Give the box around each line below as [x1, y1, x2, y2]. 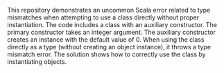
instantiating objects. [7, 58, 67, 65]
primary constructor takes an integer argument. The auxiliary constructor [7, 28, 216, 36]
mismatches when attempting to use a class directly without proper [7, 13, 200, 22]
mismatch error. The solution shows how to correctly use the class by [7, 50, 206, 58]
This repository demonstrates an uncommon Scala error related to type [7, 6, 211, 14]
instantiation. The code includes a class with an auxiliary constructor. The [7, 21, 217, 29]
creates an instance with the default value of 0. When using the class [7, 35, 205, 44]
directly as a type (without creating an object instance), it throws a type [7, 43, 212, 51]
